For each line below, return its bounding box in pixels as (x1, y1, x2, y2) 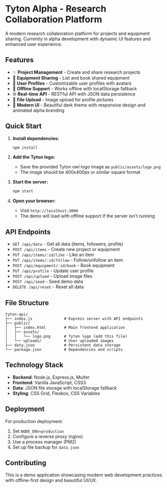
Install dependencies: (12, 135, 60, 141)
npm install (12, 145, 38, 150)
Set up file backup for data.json (12, 444, 80, 450)
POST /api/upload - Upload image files (12, 273, 92, 279)
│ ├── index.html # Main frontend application (5, 325, 125, 330)
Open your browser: (12, 198, 56, 204)
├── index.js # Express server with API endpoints (5, 316, 143, 321)
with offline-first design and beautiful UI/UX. (5, 477, 97, 483)
